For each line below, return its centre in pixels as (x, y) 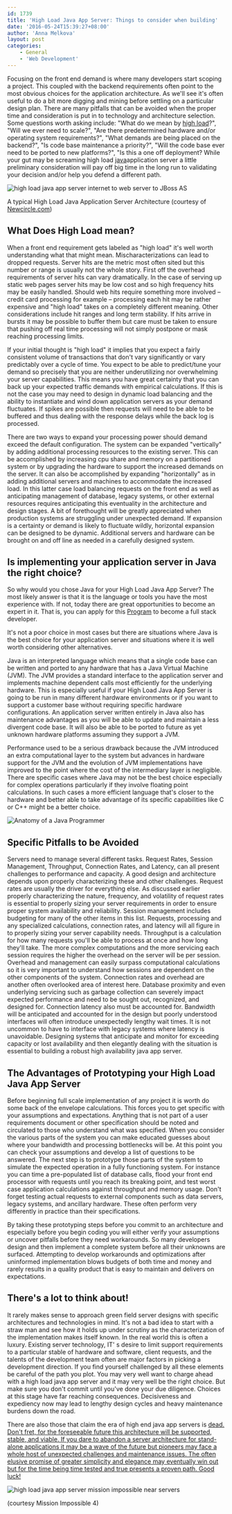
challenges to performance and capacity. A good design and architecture (111, 874)
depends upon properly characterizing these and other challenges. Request (115, 881)
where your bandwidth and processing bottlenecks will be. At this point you (115, 1145)
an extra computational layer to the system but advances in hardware (106, 755)
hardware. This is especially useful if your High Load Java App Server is (110, 690)
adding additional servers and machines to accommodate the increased (109, 481)
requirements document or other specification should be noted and (103, 1122)
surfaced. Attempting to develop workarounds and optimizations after (106, 1254)
